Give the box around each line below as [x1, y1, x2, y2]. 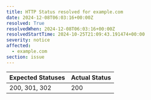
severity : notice [6, 37, 50, 43]
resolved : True [6, 20, 45, 26]
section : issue [6, 54, 45, 60]
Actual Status [70, 73, 111, 82]
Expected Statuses [9, 73, 65, 82]
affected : [6, 43, 32, 49]
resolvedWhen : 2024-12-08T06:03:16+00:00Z [6, 25, 115, 32]
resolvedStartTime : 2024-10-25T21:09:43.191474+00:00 [6, 32, 146, 38]
